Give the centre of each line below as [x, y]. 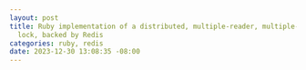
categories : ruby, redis [56, 43]
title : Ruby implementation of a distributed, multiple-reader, [134, 26]
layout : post [34, 18]
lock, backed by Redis [61, 35]
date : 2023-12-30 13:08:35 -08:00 [75, 52]
